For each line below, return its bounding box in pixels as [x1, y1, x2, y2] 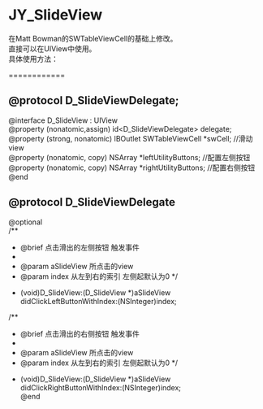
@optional [8, 217, 43, 227]
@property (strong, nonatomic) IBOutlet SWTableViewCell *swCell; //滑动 [8, 133, 253, 143]
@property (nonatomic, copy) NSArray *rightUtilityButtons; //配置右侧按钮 [8, 163, 256, 172]
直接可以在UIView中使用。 [8, 43, 97, 54]
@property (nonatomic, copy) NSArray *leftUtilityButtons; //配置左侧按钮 [8, 152, 251, 162]
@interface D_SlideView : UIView [8, 115, 118, 125]
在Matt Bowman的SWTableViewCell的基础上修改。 [8, 33, 178, 43]
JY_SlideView [8, 6, 103, 24]
